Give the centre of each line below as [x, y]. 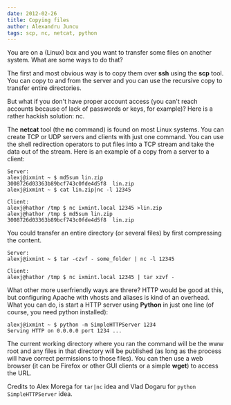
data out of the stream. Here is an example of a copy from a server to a [108, 152]
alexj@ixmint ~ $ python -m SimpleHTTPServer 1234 [82, 325]
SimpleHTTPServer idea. [40, 394]
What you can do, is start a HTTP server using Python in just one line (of [111, 305]
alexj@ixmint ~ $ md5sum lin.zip [55, 178]
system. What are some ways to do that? [65, 60]
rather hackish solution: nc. [46, 116]
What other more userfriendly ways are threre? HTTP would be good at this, [115, 290]
